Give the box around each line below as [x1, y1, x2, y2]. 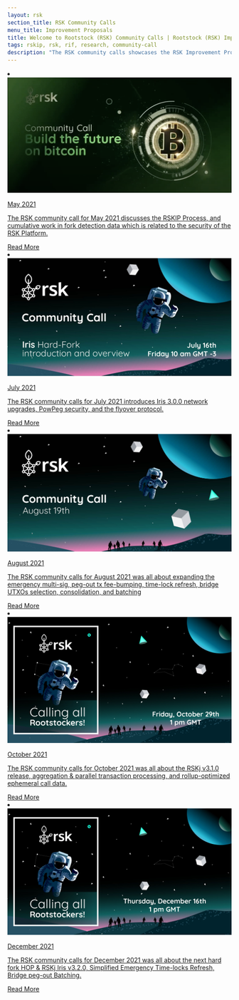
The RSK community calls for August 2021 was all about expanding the [7, 572, 215, 580]
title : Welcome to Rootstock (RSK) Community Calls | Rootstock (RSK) [7, 34, 221, 41]
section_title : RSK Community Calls [7, 19, 116, 26]
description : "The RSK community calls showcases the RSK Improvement [7, 49, 221, 56]
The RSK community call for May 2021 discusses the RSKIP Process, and [7, 214, 221, 222]
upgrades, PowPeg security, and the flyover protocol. [7, 405, 164, 413]
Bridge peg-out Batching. [7, 971, 82, 979]
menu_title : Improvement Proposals [7, 26, 113, 33]
